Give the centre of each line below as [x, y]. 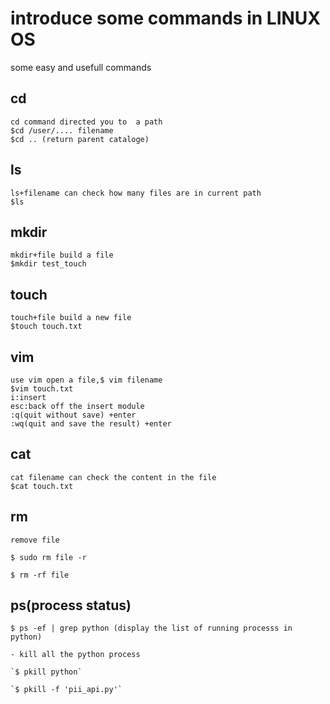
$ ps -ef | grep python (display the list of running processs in [151, 628]
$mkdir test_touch [48, 264]
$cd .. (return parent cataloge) [80, 139]
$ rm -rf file [40, 575]
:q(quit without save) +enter [73, 415]
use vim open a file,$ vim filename [86, 380]
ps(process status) [71, 605]
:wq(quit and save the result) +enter [91, 424]
